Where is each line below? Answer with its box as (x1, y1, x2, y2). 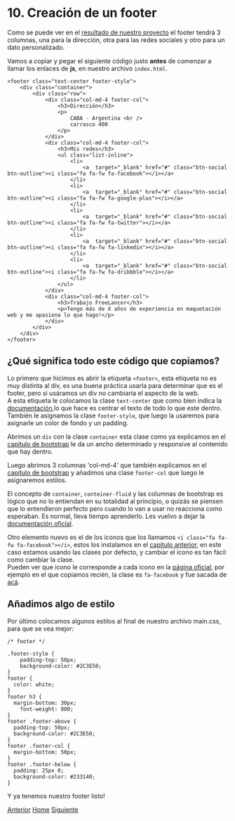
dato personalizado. (7, 43, 65, 51)
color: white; (13, 680, 55, 688)
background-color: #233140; (13, 773, 96, 780)
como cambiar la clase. (7, 555, 75, 564)
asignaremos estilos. (7, 476, 67, 484)
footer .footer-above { (7, 718, 77, 725)
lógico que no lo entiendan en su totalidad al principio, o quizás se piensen (7, 497, 223, 505)
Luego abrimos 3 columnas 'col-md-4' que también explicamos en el (7, 460, 207, 469)
